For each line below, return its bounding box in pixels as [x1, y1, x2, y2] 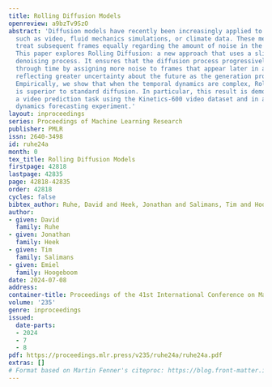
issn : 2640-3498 [8, 132, 63, 140]
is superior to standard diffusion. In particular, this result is [15, 87, 249, 96]
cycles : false [8, 192, 57, 201]
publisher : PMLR [8, 125, 63, 133]
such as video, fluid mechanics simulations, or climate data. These [15, 34, 255, 43]
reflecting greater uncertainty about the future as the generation [15, 72, 252, 80]
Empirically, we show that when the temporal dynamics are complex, [15, 80, 252, 88]
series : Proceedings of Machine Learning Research [8, 118, 183, 126]
